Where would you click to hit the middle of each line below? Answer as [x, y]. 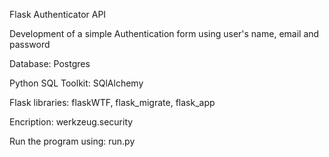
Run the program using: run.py [72, 141]
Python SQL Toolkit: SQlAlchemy [76, 83]
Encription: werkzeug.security [71, 122]
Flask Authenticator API [58, 14]
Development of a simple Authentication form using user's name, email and [164, 33]
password [30, 44]
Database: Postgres [50, 63]
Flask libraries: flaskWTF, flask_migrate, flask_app [112, 102]
